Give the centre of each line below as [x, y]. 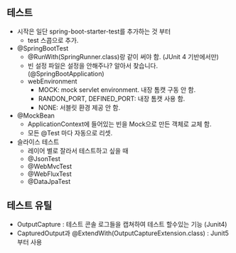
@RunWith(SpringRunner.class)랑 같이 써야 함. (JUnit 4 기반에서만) [123, 56]
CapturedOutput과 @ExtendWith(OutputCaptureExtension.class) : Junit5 [123, 233]
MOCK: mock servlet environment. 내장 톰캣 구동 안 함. [117, 89]
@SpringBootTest [43, 48]
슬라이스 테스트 [38, 142]
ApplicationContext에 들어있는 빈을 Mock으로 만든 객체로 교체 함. [119, 124]
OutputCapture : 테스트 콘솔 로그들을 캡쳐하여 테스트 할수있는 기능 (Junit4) [122, 224]
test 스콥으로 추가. [53, 40]
